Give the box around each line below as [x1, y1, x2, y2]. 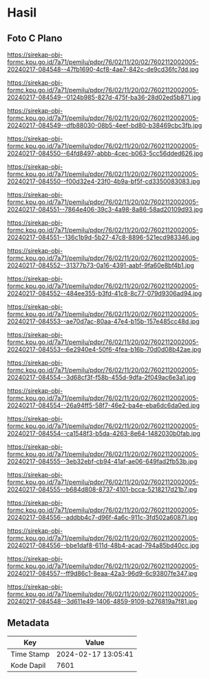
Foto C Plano [7, 32, 63, 44]
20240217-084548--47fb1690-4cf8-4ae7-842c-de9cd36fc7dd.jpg [7, 65, 199, 73]
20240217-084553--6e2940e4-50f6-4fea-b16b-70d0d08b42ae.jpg [7, 345, 202, 353]
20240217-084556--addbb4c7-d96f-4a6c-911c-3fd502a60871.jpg [7, 514, 198, 521]
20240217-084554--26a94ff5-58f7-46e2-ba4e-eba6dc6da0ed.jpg [7, 401, 200, 409]
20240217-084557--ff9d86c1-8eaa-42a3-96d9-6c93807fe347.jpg [7, 569, 198, 577]
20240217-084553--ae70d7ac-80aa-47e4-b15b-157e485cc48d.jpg [7, 317, 200, 325]
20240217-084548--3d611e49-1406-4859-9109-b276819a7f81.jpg [7, 598, 198, 605]
